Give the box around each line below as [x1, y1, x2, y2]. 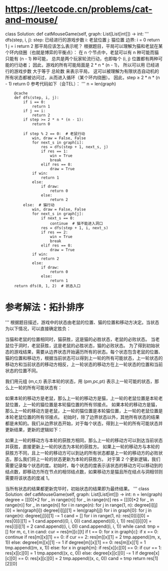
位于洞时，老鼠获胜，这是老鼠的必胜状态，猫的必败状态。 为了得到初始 [9, 342, 155, 349]
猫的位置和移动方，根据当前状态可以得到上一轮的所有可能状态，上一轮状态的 [5, 355, 163, 361]
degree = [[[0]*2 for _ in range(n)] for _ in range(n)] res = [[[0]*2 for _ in [5, 496, 154, 503]
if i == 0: [23, 99, 46, 104]
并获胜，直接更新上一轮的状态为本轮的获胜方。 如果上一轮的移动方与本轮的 [5, 443, 160, 449]
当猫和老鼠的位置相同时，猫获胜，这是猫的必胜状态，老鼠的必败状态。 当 [5, 336, 155, 342]
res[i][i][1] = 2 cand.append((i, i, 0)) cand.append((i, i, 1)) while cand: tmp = [5, 523, 160, 529]
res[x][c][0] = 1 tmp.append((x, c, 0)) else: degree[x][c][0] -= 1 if [5, 550, 138, 556]
